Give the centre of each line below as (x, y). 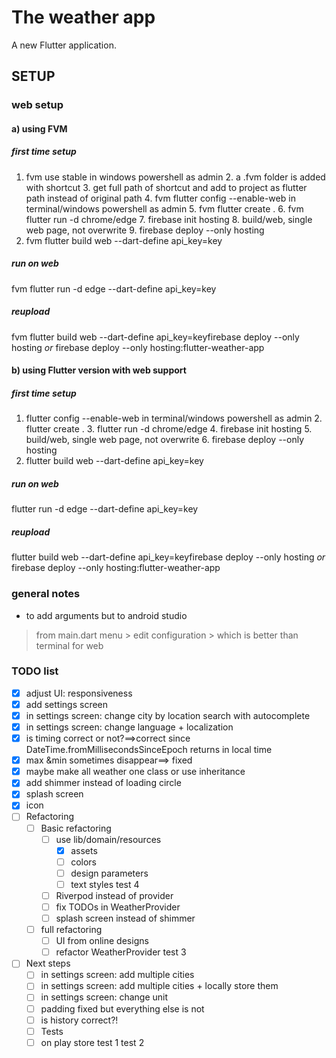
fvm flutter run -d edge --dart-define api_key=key (114, 288)
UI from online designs (102, 941)
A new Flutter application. (64, 45)
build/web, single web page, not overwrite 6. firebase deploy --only (165, 440)
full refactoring (71, 930)
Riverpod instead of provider (114, 895)
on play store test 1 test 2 (92, 1042)
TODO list (35, 671)
